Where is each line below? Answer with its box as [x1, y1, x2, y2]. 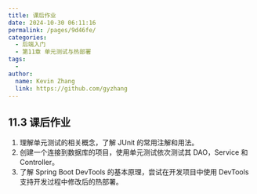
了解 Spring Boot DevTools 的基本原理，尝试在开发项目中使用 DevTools [19, 167, 249, 177]
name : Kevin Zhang [15, 77, 76, 85]
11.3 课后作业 [8, 115, 71, 129]
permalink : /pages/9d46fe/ [8, 26, 96, 34]
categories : [8, 33, 47, 42]
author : [8, 70, 34, 78]
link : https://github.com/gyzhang [15, 84, 128, 93]
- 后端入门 [15, 41, 46, 49]
